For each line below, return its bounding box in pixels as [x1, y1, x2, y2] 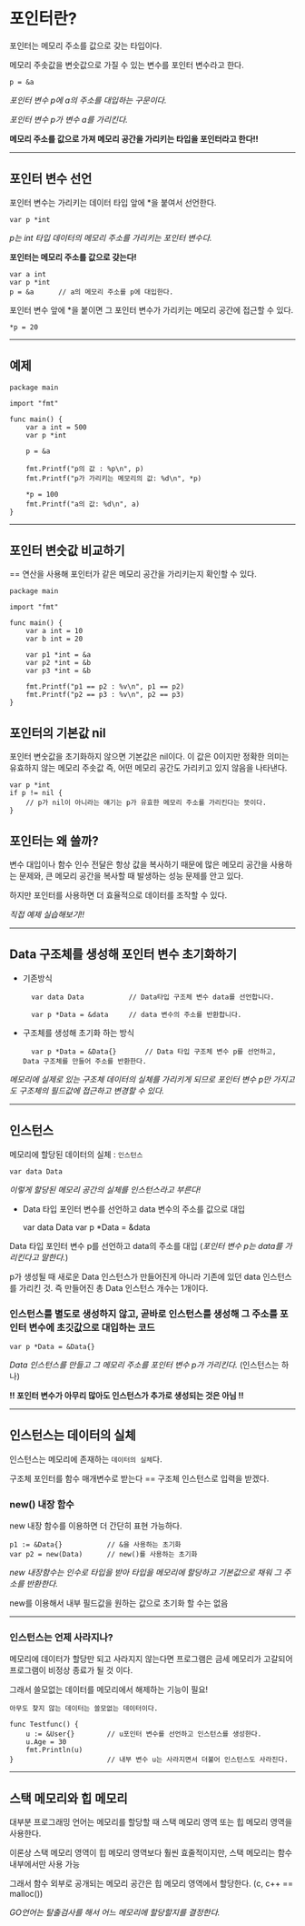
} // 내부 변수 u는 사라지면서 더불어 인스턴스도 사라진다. [9, 1755, 289, 1765]
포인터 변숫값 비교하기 [9, 542, 125, 558]
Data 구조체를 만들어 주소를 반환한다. [22, 1056, 147, 1065]
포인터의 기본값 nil [9, 725, 106, 741]
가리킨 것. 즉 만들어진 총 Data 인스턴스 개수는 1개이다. [18, 1282, 209, 1293]
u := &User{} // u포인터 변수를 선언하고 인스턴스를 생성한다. [25, 1729, 262, 1739]
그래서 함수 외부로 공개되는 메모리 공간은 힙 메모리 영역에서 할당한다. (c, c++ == [9, 1878, 293, 1889]
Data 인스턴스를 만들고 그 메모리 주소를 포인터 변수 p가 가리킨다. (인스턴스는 [9, 1359, 280, 1370]
